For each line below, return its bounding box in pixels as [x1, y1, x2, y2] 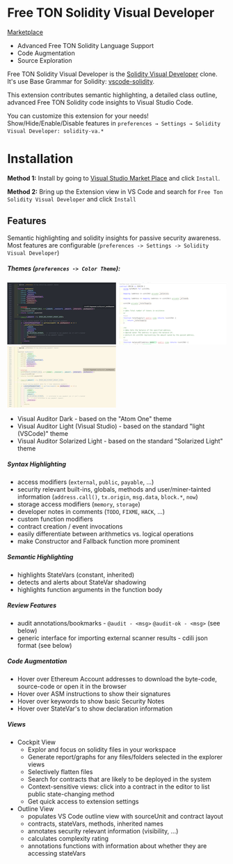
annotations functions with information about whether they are [27, 842, 207, 850]
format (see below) [17, 641, 72, 649]
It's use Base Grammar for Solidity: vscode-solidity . [7, 77, 155, 85]
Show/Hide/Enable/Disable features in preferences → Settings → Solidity [7, 119, 221, 127]
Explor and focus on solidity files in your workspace [27, 745, 176, 754]
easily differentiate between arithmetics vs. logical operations [17, 529, 194, 538]
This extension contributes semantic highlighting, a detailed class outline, [7, 91, 218, 99]
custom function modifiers [17, 515, 93, 523]
